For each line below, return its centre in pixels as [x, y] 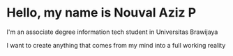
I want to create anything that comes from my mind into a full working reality [116, 45]
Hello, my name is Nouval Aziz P [102, 13]
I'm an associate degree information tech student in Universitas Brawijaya [112, 32]
